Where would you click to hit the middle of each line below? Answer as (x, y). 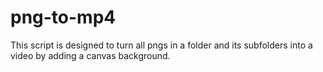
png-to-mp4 (63, 17)
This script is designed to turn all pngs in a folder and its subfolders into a (161, 45)
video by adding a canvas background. (90, 55)
